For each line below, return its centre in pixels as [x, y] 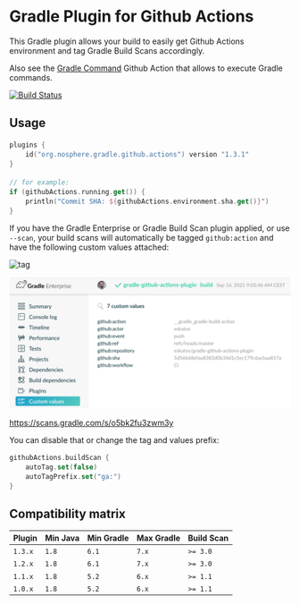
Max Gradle [159, 538]
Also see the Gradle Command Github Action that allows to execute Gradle [146, 68]
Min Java [62, 538]
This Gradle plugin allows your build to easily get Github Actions [127, 41]
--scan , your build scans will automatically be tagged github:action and [141, 237]
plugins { [28, 145]
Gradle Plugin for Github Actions [132, 17]
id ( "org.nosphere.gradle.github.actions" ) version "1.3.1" [137, 154]
